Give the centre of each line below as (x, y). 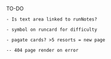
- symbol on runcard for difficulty (52, 29)
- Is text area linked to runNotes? (52, 19)
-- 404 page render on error (42, 50)
